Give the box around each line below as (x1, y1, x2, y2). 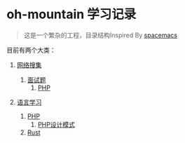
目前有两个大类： (6, 46, 56, 54)
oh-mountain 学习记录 (6, 6, 137, 22)
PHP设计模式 (37, 120, 75, 128)
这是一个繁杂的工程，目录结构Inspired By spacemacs (23, 31, 178, 39)
